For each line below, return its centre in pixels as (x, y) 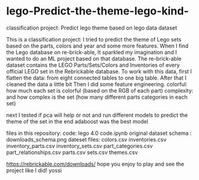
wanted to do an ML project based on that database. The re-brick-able (94, 58)
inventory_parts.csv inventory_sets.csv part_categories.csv (80, 146)
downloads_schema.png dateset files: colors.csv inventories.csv (87, 139)
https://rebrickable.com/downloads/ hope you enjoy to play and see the (95, 164)
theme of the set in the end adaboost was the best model (77, 121)
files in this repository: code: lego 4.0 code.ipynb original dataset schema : (99, 133)
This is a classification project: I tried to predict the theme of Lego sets (94, 39)
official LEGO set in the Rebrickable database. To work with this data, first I (99, 71)
